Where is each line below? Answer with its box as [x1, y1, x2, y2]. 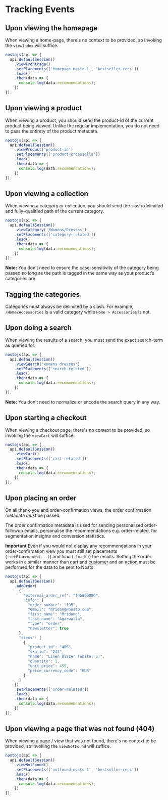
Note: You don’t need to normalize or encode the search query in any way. [5, 398, 160, 405]
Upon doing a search [5, 324, 72, 332]
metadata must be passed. [5, 512, 61, 519]
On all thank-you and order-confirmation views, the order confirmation [5, 507, 152, 513]
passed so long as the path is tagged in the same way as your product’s [5, 270, 155, 276]
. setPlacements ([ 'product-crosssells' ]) [14, 152, 100, 157]
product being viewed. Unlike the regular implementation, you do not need [5, 122, 160, 128]
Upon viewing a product [5, 104, 82, 112]
